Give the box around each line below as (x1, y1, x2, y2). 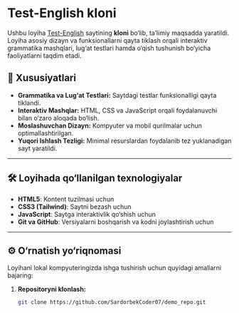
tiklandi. (17, 98, 41, 107)
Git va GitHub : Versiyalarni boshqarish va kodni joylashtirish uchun (17, 217, 214, 226)
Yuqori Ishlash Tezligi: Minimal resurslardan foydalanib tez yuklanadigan (17, 136, 232, 145)
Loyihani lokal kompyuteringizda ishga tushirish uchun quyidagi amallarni (7, 264, 222, 272)
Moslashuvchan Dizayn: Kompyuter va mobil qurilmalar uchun (17, 121, 203, 130)
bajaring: (7, 271, 33, 279)
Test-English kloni (7, 5, 117, 21)
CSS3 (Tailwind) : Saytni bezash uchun (17, 202, 132, 211)
